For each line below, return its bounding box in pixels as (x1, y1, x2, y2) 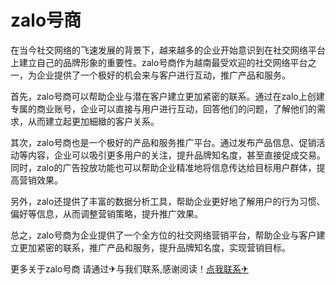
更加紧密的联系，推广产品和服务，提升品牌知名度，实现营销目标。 (18, 241, 291, 253)
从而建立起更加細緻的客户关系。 (27, 115, 160, 127)
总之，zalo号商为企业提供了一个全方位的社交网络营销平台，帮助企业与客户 (10, 229, 317, 241)
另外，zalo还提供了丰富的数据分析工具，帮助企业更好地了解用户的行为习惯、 (10, 195, 326, 207)
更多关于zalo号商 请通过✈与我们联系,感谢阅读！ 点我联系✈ (10, 262, 249, 275)
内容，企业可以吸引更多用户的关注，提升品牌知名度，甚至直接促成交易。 (27, 149, 326, 161)
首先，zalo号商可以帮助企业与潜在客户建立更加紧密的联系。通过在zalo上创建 (10, 90, 325, 102)
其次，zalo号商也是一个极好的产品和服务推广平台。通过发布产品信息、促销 (10, 136, 317, 148)
